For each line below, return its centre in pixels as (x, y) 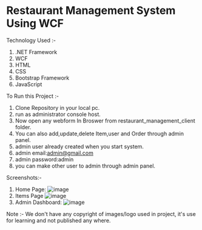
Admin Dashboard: (39, 202)
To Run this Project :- (33, 96)
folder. (23, 127)
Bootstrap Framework (42, 78)
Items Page (29, 195)
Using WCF (35, 23)
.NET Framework (36, 52)
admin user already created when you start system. (79, 146)
